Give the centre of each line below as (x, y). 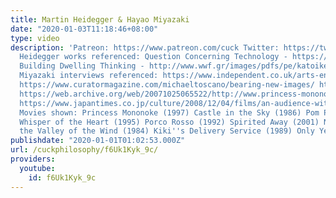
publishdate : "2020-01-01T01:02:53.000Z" (98, 141)
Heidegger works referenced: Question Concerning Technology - (153, 57)
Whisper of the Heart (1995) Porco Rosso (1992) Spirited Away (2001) (169, 122)
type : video (35, 38)
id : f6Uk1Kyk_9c (62, 177)
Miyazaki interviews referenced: (89, 76)
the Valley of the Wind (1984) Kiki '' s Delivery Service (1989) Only (167, 131)
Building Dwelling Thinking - (82, 66)
